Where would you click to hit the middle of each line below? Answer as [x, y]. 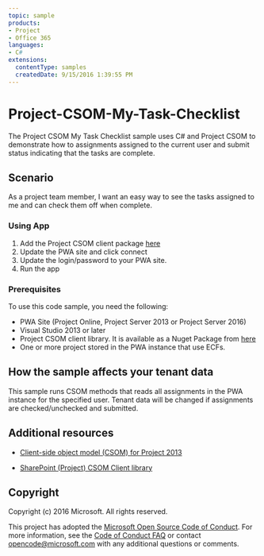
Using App [29, 226]
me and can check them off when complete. [80, 205]
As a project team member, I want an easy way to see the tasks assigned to [132, 197]
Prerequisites [34, 289]
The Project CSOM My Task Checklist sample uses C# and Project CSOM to [132, 136]
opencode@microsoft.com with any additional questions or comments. [124, 544]
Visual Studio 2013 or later [63, 330]
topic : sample [32, 15]
